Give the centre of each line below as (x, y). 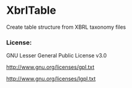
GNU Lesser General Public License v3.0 (56, 56)
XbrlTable (31, 10)
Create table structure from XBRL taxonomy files (66, 27)
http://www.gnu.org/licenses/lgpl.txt (51, 79)
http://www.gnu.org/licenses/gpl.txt (50, 67)
